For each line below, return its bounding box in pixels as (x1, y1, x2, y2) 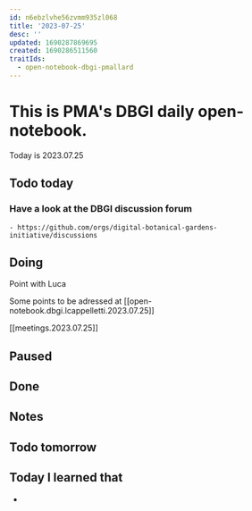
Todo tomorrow (9, 440, 97, 455)
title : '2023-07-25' (9, 21, 87, 30)
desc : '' (9, 29, 42, 38)
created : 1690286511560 (9, 46, 98, 55)
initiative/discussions (9, 230, 98, 239)
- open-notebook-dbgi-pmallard (17, 63, 134, 72)
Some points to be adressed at (9, 296, 122, 306)
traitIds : (9, 54, 46, 63)
